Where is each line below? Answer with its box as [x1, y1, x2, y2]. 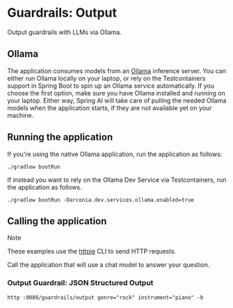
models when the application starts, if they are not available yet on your [7, 103, 212, 112]
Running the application [7, 131, 113, 144]
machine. [7, 111, 34, 119]
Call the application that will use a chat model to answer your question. [7, 261, 210, 269]
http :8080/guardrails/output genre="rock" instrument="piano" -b [7, 294, 204, 301]
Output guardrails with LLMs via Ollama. [7, 28, 122, 36]
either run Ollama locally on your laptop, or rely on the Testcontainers [7, 74, 206, 82]
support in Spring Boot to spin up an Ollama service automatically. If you [7, 82, 214, 90]
